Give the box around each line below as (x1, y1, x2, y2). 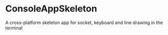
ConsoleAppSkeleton (5, 3, 98, 14)
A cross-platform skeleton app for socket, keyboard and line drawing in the (5, 19, 163, 25)
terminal (5, 24, 23, 30)
